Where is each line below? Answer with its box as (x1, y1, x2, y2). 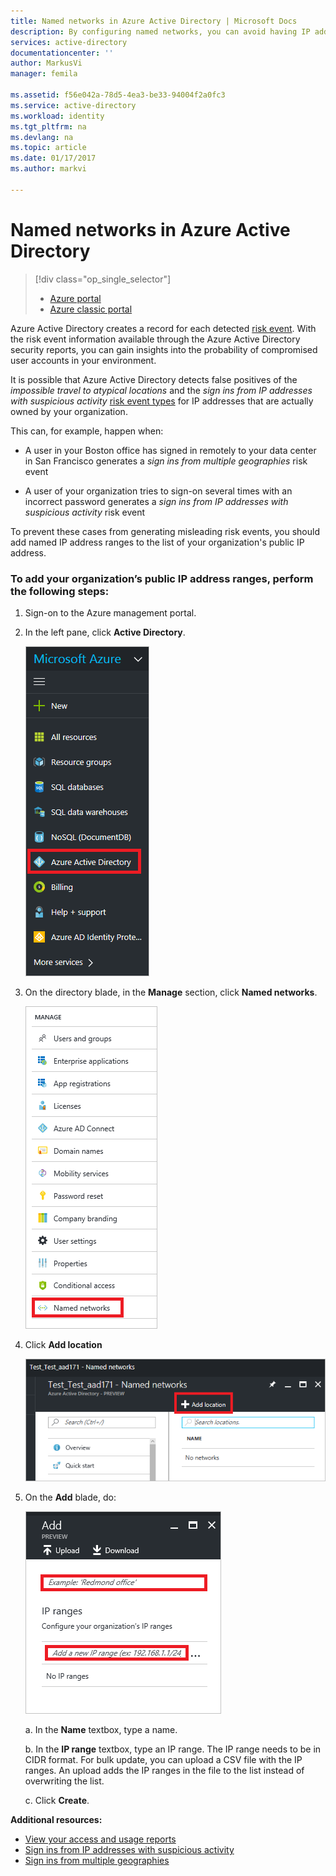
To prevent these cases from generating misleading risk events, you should (10, 525, 320, 537)
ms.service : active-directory (10, 100, 137, 110)
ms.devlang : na (10, 132, 74, 142)
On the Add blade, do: (24, 1491, 117, 1504)
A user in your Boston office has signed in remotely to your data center (24, 444, 317, 456)
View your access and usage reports (24, 1833, 177, 1845)
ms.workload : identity (10, 111, 105, 121)
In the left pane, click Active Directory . (24, 626, 186, 638)
